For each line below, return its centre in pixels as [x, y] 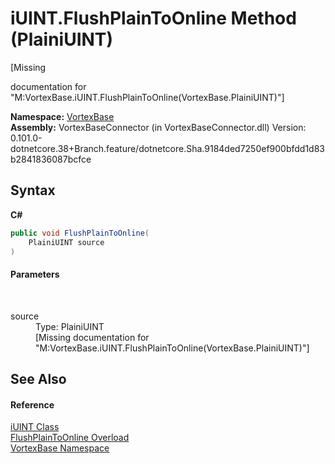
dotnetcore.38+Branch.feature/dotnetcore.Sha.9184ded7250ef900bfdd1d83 [168, 148]
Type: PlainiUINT [70, 326]
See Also [38, 378]
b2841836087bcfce [51, 159]
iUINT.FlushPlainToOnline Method [153, 18]
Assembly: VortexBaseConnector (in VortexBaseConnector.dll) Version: [158, 127]
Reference [32, 404]
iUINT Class [35, 427]
